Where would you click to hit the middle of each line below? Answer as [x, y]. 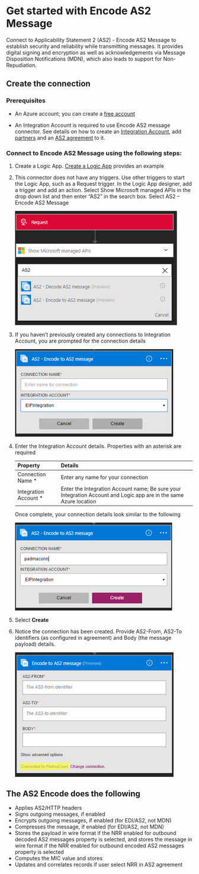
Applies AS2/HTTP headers [48, 808]
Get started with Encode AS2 [79, 11]
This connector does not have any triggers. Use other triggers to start [99, 177]
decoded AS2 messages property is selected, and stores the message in [103, 840]
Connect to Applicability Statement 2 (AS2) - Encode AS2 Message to [91, 40]
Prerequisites [26, 101]
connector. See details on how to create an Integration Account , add [98, 131]
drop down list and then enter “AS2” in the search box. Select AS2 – [97, 196]
